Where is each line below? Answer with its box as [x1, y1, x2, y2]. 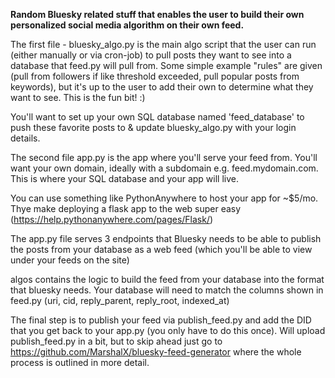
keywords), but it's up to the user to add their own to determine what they [10, 81, 314, 93]
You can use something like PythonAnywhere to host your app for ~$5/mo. [10, 192, 319, 204]
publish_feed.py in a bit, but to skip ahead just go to [10, 335, 223, 347]
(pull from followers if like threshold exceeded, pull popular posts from [10, 70, 300, 82]
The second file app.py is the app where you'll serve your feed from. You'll [10, 152, 318, 163]
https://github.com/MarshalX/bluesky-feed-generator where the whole [10, 346, 302, 358]
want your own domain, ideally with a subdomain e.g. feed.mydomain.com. [10, 162, 319, 174]
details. [10, 132, 41, 144]
